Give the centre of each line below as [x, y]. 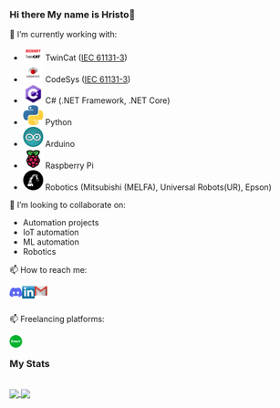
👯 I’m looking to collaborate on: [67, 204]
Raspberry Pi [69, 165]
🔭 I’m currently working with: [63, 35]
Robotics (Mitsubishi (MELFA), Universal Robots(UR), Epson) [158, 187]
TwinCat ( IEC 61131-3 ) [86, 58]
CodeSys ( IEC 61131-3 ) [88, 79]
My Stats [30, 363]
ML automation [51, 242]
